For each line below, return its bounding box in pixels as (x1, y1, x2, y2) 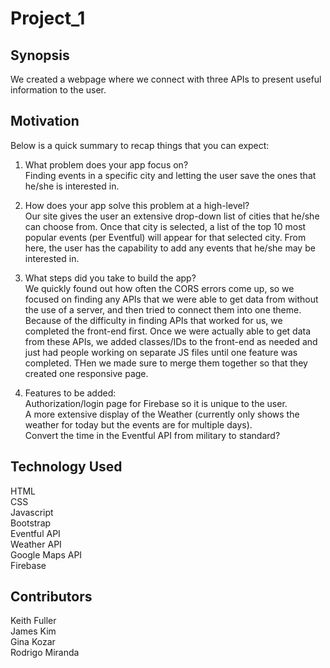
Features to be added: (24, 387, 117, 399)
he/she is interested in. (24, 180, 120, 192)
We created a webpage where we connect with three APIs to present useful (10, 73, 322, 85)
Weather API (10, 538, 62, 550)
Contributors (10, 588, 93, 606)
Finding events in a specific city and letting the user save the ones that (24, 169, 317, 181)
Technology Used (10, 458, 123, 476)
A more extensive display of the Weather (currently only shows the (24, 408, 300, 420)
